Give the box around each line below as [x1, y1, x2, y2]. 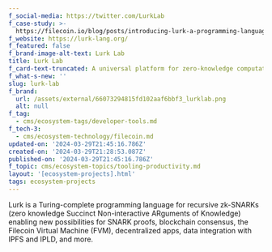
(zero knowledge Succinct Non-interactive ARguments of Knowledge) [8, 208, 241, 218]
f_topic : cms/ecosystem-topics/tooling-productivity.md [8, 163, 201, 171]
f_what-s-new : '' [8, 72, 67, 80]
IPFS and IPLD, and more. [8, 234, 94, 244]
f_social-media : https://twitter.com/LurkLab [8, 11, 164, 20]
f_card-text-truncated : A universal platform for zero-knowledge [8, 65, 233, 73]
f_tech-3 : [8, 125, 42, 133]
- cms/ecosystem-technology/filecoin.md [15, 132, 154, 140]
